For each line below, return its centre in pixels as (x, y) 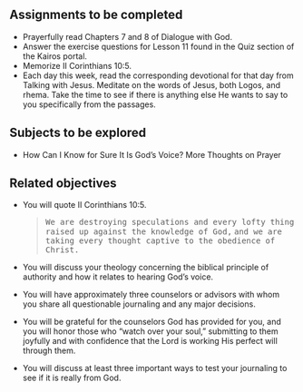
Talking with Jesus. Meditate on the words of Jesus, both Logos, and (151, 84)
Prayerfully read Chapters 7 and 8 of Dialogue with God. (127, 36)
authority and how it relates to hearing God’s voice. (118, 277)
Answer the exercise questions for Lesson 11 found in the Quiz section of (158, 46)
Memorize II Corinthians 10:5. (77, 65)
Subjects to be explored (78, 133)
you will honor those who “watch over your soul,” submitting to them (150, 331)
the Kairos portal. (55, 56)
